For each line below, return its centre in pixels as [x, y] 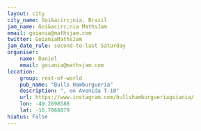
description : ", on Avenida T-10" [70, 91]
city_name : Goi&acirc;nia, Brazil [57, 20]
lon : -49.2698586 [45, 104]
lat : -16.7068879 [45, 110]
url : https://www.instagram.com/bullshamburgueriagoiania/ [107, 98]
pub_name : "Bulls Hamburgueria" [66, 85]
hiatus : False [28, 116]
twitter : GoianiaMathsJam [45, 40]
